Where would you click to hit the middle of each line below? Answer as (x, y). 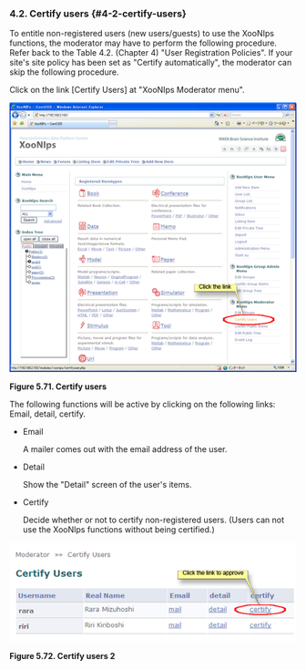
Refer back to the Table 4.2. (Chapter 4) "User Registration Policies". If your (151, 53)
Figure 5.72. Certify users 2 (62, 656)
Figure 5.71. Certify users (58, 387)
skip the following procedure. (64, 72)
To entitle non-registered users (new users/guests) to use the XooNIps (142, 34)
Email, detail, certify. (48, 414)
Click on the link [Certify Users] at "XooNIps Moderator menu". (127, 90)
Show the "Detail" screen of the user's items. (107, 485)
